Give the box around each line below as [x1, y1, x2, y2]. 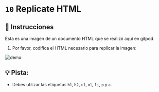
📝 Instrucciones [5, 23, 54, 31]
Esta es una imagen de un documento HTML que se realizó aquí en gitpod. [5, 36, 155, 41]
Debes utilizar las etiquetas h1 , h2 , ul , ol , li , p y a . [12, 81, 112, 87]
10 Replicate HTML [5, 3, 82, 15]
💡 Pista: [5, 69, 29, 77]
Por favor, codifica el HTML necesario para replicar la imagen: [12, 45, 137, 51]
